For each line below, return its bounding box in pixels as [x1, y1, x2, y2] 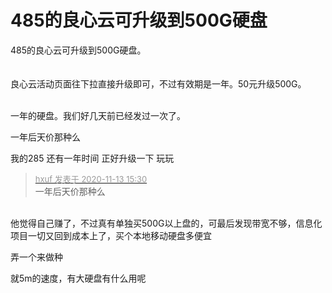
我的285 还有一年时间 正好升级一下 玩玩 [10, 152, 175, 164]
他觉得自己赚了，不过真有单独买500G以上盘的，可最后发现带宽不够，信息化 [10, 217, 323, 229]
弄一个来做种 [10, 251, 63, 263]
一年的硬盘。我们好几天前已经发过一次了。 [10, 109, 186, 121]
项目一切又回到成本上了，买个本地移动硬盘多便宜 [10, 229, 212, 241]
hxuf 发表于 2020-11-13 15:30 [34, 173, 148, 185]
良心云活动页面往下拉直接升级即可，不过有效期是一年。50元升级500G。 [10, 77, 307, 90]
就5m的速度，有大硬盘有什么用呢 [10, 272, 147, 284]
